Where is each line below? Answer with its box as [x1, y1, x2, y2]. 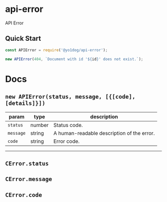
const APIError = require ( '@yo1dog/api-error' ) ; [5, 47, 108, 53]
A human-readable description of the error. [53, 129, 155, 136]
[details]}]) [5, 100, 46, 107]
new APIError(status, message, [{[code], [5, 93, 136, 101]
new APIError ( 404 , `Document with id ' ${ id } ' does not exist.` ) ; [5, 56, 143, 62]
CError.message [5, 176, 52, 183]
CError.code [5, 191, 42, 199]
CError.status [5, 160, 49, 167]
